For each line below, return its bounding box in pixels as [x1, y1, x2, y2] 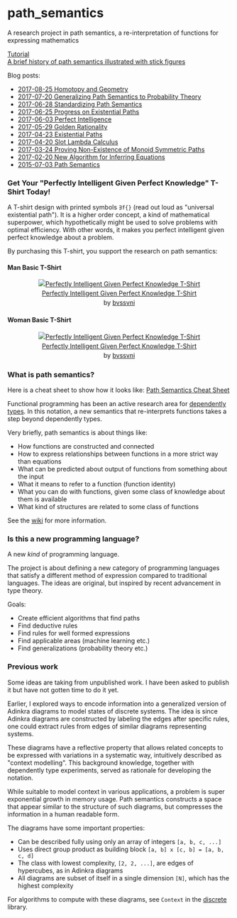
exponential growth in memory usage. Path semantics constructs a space [7, 794, 222, 803]
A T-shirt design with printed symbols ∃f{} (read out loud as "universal [7, 203, 214, 212]
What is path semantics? [7, 369, 94, 379]
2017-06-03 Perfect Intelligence [17, 115, 112, 124]
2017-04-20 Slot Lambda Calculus [17, 137, 118, 146]
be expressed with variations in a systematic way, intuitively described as [7, 750, 222, 759]
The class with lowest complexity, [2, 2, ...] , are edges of [17, 858, 194, 867]
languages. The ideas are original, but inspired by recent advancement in [7, 579, 221, 587]
